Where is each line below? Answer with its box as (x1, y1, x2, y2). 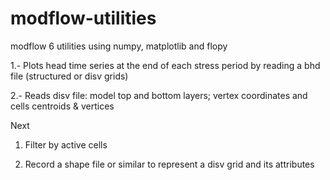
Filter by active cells (24, 138, 108, 151)
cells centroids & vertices (10, 100, 115, 112)
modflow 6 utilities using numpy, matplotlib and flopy (10, 40, 228, 52)
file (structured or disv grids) (10, 70, 129, 82)
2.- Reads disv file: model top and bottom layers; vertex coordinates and (10, 89, 308, 101)
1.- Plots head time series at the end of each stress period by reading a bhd (10, 59, 321, 71)
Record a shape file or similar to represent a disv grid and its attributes (24, 158, 315, 170)
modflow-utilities (10, 7, 157, 30)
